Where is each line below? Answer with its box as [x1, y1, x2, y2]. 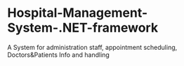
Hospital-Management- [7, 5, 148, 21]
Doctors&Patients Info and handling [7, 51, 110, 59]
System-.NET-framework [7, 20, 159, 36]
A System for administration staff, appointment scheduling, [7, 43, 178, 51]
